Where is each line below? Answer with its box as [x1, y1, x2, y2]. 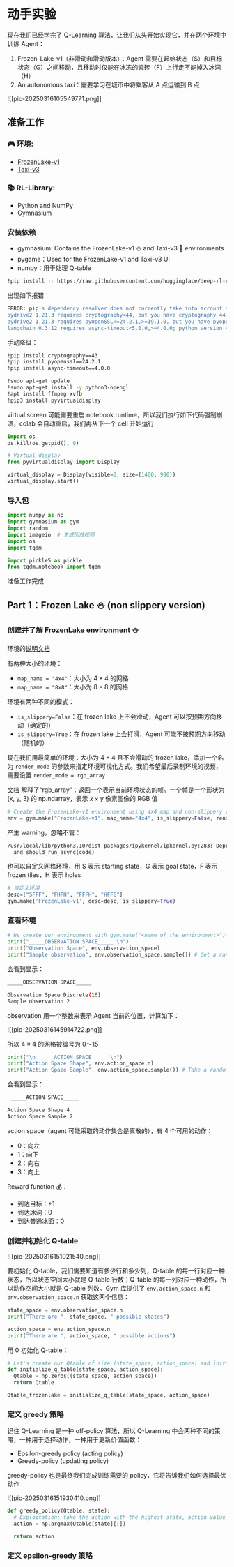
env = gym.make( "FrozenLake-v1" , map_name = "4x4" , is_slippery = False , [7, 814, 214, 822]
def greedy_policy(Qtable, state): [7, 1508, 111, 1515]
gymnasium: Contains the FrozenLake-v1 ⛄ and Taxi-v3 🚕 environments [17, 244, 224, 253]
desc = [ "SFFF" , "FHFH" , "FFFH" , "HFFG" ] [7, 891, 123, 899]
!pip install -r [7, 278, 54, 285]
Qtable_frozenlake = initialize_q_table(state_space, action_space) [7, 1392, 210, 1399]
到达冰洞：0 [17, 1208, 52, 1216]
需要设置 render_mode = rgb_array [7, 770, 106, 779]
